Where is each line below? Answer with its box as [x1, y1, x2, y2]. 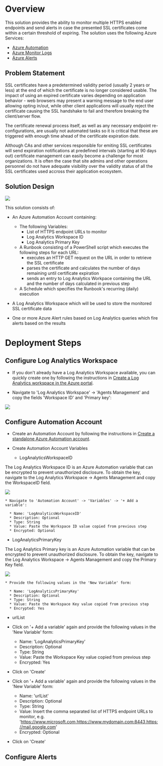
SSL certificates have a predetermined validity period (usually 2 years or [5, 82, 150, 88]
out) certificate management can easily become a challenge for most [5, 153, 144, 159]
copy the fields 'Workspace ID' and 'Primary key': [12, 394, 112, 401]
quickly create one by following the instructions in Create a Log [12, 375, 139, 381]
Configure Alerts [5, 753, 57, 761]
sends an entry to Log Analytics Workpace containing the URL [26, 275, 152, 281]
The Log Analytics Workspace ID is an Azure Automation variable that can [5, 464, 153, 470]
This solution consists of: [5, 204, 55, 210]
